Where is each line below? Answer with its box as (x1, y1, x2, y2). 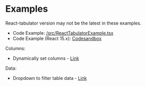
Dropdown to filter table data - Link (12, 75, 87, 81)
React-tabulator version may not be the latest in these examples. (5, 20, 142, 26)
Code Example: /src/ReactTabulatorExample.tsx (12, 30, 114, 36)
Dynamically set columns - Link (12, 55, 79, 61)
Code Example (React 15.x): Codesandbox (12, 35, 102, 41)
